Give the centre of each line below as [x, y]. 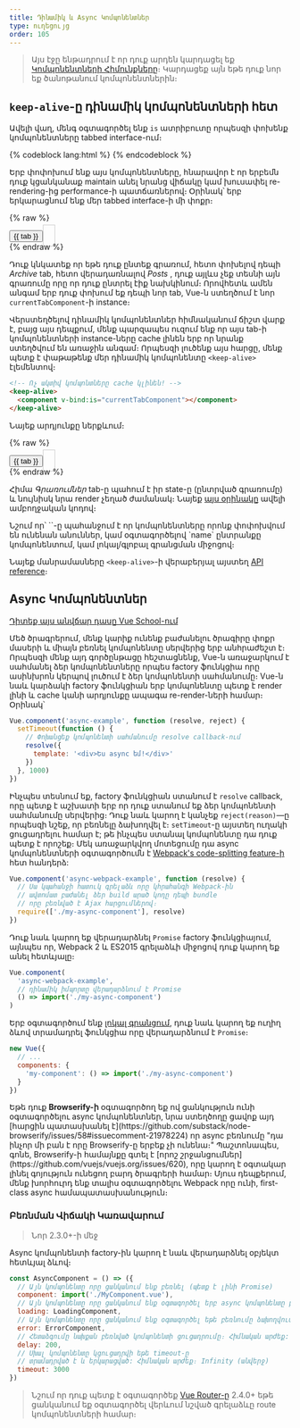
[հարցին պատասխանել [59, 1126]
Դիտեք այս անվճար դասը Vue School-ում [94, 621]
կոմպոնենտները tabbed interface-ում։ [86, 138]
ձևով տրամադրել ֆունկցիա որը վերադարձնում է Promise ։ [129, 1032]
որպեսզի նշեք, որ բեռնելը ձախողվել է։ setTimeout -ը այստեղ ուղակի [148, 824]
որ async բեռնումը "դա [237, 1136]
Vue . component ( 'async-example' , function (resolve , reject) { [127, 721]
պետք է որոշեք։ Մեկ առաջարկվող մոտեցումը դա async [124, 843]
